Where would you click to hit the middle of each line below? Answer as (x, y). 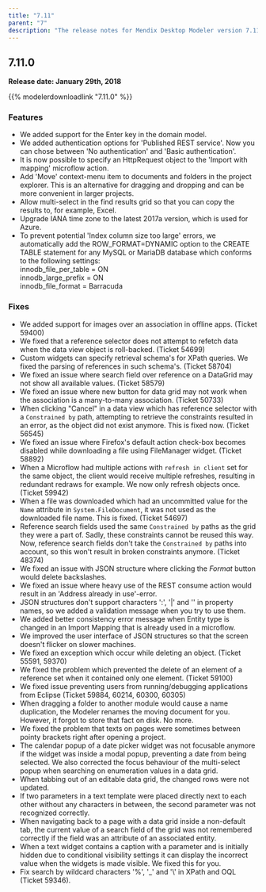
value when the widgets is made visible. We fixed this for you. (120, 863)
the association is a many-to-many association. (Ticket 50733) (122, 400)
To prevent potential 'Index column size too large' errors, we (118, 235)
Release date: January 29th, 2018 (65, 82)
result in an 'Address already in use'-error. (88, 593)
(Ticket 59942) (44, 492)
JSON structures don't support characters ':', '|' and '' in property (126, 602)
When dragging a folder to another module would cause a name (124, 703)
